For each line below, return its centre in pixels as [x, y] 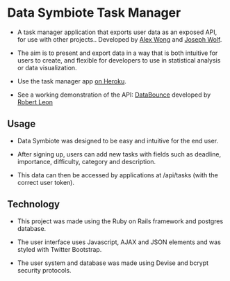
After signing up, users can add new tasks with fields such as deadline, [119, 154]
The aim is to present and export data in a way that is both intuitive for [117, 53]
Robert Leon [35, 102]
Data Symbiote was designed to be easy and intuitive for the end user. [118, 140]
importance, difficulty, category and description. [87, 161]
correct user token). [46, 182]
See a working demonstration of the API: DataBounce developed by [114, 95]
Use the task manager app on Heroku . [72, 81]
